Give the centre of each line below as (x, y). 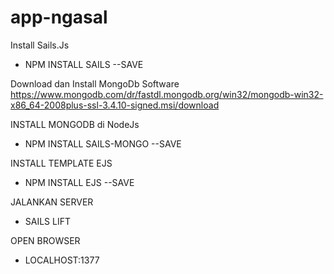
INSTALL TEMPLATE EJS (61, 163)
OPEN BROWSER (45, 240)
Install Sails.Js (40, 45)
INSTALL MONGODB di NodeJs (75, 124)
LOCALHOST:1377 (62, 260)
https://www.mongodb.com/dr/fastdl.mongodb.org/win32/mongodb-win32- (167, 94)
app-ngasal (59, 17)
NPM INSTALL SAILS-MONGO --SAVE (103, 143)
